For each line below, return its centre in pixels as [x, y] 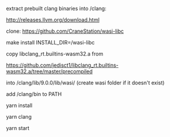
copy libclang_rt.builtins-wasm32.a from [55, 54]
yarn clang [19, 117]
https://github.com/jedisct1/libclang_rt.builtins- [62, 65]
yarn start [18, 128]
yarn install [19, 105]
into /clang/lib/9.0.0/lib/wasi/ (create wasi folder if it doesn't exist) [85, 83]
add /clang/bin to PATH [34, 94]
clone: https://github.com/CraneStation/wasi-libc [65, 31]
